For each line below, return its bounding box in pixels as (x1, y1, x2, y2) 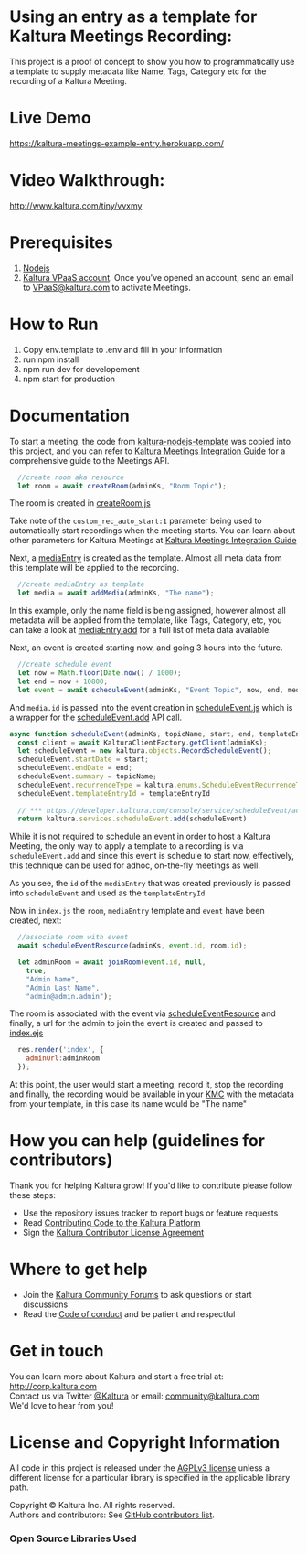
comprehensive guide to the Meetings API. (9, 455, 170, 466)
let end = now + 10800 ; (17, 677, 108, 686)
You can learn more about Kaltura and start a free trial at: (9, 1370, 224, 1382)
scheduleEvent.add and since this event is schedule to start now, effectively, (9, 851, 295, 862)
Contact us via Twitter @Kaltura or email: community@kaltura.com (9, 1390, 260, 1401)
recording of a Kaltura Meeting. (9, 75, 128, 86)
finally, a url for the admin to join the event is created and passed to (9, 1018, 263, 1029)
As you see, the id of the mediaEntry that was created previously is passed (9, 878, 291, 889)
